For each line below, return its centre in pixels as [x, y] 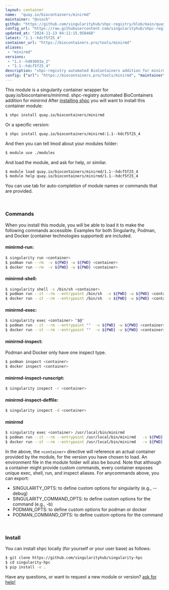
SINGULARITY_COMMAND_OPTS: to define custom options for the [81, 498]
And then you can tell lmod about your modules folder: [62, 143]
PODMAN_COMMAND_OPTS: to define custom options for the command [88, 514]
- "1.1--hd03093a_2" [29, 61]
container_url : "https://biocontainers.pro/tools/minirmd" [68, 43]
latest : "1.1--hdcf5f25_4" [33, 38]
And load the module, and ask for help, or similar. [56, 162]
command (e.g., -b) [33, 504]
